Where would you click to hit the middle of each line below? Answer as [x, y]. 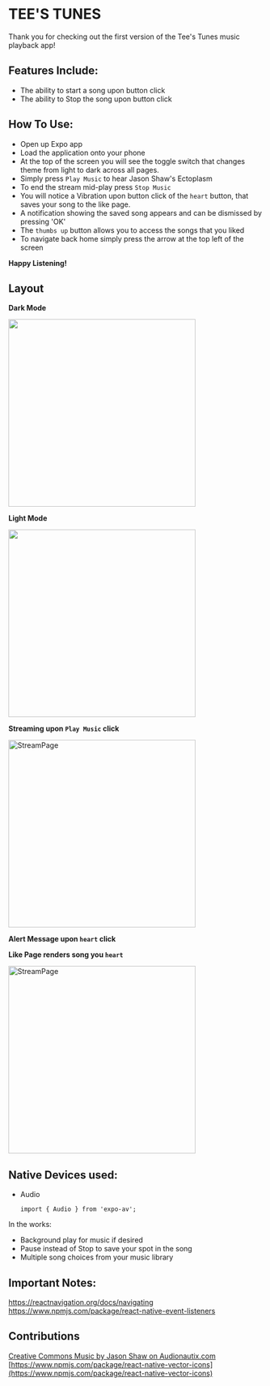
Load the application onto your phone [82, 152]
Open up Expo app [51, 144]
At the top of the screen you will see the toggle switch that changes [132, 161]
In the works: [30, 1225]
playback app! [32, 45]
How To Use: [41, 124]
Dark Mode [27, 308]
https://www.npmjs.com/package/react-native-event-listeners [112, 1311]
